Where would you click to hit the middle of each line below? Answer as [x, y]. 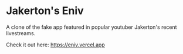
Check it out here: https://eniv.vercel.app [56, 45]
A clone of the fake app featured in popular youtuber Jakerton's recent [91, 27]
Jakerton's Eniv [45, 11]
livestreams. [21, 33]
